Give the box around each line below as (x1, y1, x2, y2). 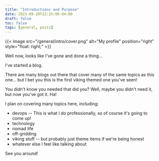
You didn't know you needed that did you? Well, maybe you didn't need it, (5, 86, 153, 92)
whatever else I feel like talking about (12, 141, 87, 147)
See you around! (5, 151, 38, 157)
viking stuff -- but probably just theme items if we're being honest (12, 136, 144, 142)
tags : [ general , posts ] (5, 25, 53, 30)
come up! (12, 115, 32, 121)
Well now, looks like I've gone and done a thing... (5, 53, 103, 59)
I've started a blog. (5, 63, 43, 68)
